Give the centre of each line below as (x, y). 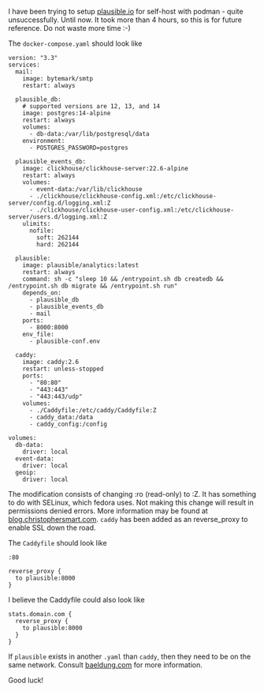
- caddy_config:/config (68, 424)
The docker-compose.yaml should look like (75, 43)
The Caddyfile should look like (58, 543)
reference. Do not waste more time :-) (70, 28)
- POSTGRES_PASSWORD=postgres (78, 148)
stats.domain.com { (40, 614)
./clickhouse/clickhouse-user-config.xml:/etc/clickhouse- (136, 210)
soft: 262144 (58, 238)
